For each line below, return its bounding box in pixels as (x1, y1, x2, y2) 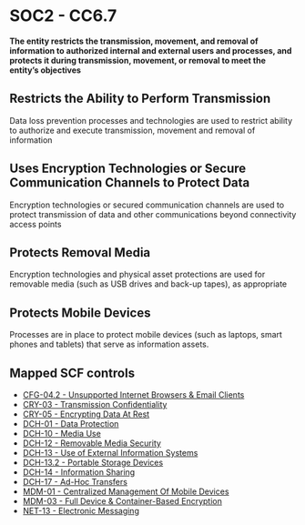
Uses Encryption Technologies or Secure (9, 161, 247, 177)
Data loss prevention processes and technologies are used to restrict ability (9, 115, 293, 126)
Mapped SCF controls (9, 365, 135, 380)
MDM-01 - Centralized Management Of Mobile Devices (22, 486, 229, 497)
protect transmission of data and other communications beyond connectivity (9, 208, 297, 219)
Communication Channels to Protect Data (9, 175, 250, 191)
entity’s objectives (9, 65, 82, 76)
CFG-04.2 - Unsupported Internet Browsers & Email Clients (22, 389, 245, 400)
